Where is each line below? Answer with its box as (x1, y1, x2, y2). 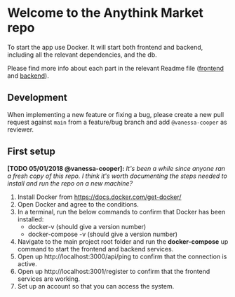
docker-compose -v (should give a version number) (27, 230, 177, 238)
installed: (17, 215, 44, 223)
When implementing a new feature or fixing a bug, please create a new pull (7, 110, 224, 118)
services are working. (17, 275, 81, 283)
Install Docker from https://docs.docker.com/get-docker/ (17, 193, 182, 201)
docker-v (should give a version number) (27, 222, 147, 230)
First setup (7, 146, 56, 158)
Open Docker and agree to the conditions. (17, 200, 139, 208)
